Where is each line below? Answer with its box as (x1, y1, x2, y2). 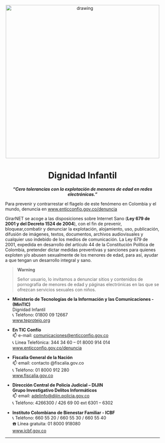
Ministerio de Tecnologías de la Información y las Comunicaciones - (12, 296, 154, 302)
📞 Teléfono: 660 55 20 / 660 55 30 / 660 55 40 (12, 415, 107, 420)
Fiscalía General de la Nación (12, 354, 73, 360)
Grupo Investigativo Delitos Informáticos (12, 387, 97, 393)
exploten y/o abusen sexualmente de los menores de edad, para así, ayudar (5, 252, 159, 258)
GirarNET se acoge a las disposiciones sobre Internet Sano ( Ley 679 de (5, 215, 150, 221)
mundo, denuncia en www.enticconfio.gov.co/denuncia (5, 206, 117, 212)
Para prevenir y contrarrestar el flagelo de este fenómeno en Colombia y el (5, 201, 156, 207)
